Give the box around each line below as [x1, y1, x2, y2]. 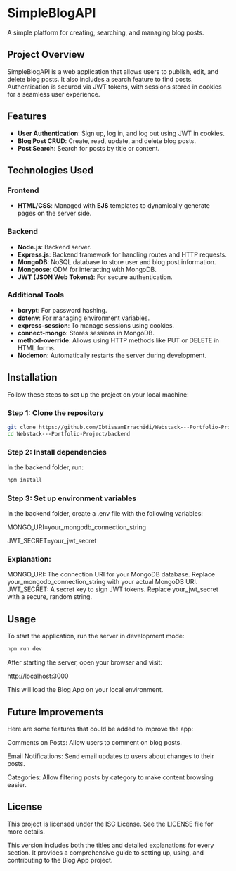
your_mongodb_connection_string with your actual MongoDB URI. [7, 578, 198, 586]
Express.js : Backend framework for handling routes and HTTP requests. [17, 250, 227, 259]
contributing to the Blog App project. [7, 855, 113, 864]
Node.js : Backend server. [17, 242, 92, 251]
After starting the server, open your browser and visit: [7, 658, 163, 667]
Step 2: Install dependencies [7, 447, 107, 457]
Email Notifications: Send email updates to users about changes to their [7, 752, 214, 760]
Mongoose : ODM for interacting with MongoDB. [17, 265, 157, 273]
